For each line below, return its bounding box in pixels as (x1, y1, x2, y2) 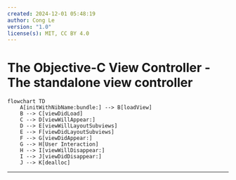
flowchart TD (7, 98, 46, 105)
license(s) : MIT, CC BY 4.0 (7, 29, 90, 37)
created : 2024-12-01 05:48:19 (7, 10, 96, 18)
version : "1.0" (7, 23, 52, 30)
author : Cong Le (7, 17, 55, 24)
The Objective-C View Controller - (7, 60, 211, 76)
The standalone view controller (7, 75, 193, 91)
